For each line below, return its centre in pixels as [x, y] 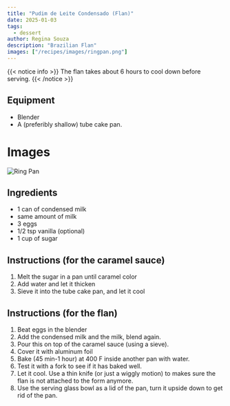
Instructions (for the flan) [63, 313]
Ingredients [32, 193]
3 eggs [27, 224]
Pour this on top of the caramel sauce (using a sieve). [93, 344]
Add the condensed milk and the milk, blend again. [89, 337]
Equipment [31, 100]
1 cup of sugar [38, 239]
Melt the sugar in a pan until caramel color [77, 277]
